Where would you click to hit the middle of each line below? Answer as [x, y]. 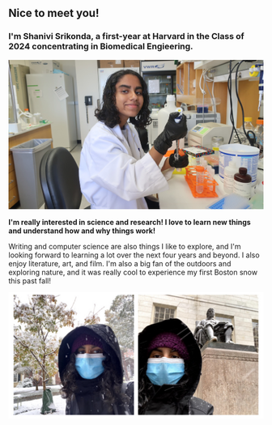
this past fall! [30, 281]
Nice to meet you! [54, 13]
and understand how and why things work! [82, 231]
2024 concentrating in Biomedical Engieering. [101, 46]
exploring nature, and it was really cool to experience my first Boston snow [133, 272]
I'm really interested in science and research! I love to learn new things [130, 223]
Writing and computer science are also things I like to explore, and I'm [125, 247]
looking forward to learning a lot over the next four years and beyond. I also [134, 255]
